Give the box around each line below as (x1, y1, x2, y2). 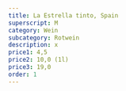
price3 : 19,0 (8, 63, 52, 71)
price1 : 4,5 (8, 48, 48, 56)
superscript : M (8, 19, 59, 27)
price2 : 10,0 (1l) (8, 56, 69, 64)
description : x (8, 41, 59, 49)
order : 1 (8, 70, 37, 78)
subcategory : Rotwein (8, 33, 80, 42)
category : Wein (8, 26, 59, 34)
